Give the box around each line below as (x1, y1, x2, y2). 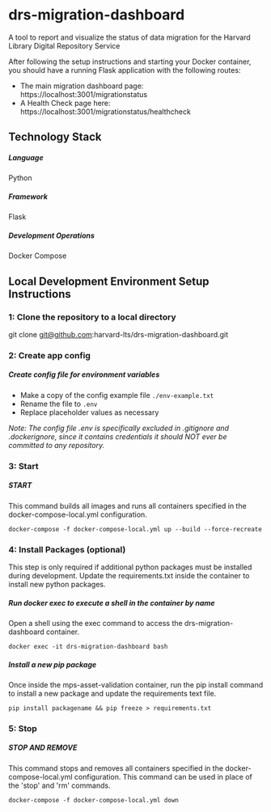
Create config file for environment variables (8, 370, 160, 379)
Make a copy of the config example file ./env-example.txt (19, 390, 214, 400)
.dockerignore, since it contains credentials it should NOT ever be (8, 431, 227, 442)
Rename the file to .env (19, 399, 98, 408)
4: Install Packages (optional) (8, 543, 126, 555)
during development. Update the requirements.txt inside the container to (8, 571, 250, 580)
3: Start (8, 460, 39, 472)
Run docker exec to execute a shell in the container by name (8, 598, 216, 607)
